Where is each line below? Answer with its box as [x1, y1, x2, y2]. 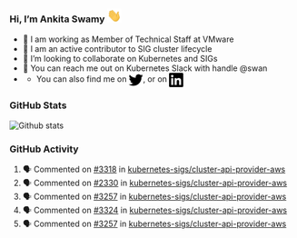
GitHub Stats [9, 99, 67, 112]
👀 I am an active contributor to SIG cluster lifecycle [22, 43, 213, 54]
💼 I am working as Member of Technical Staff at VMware [22, 34, 234, 45]
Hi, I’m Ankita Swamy [9, 13, 105, 25]
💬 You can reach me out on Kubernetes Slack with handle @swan [22, 63, 268, 74]
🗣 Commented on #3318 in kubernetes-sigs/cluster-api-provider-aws [22, 164, 286, 175]
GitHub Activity [9, 143, 79, 155]
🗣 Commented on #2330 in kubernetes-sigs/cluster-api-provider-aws [22, 177, 288, 189]
